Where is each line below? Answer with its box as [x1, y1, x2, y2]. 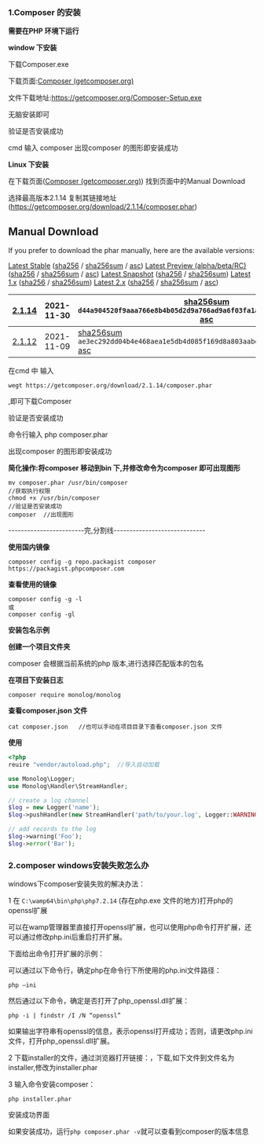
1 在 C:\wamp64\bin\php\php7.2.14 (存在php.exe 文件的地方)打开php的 [8, 896, 233, 905]
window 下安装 [8, 43, 57, 53]
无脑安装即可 [8, 110, 49, 119]
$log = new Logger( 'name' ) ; [8, 804, 101, 812]
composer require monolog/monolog [8, 691, 122, 699]
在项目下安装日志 [8, 676, 64, 685]
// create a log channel [8, 796, 90, 805]
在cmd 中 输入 [8, 366, 54, 376]
